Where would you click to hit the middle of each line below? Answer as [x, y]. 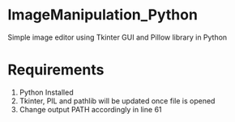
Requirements [56, 70]
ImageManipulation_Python [103, 15]
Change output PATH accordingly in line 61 [91, 109]
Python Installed [46, 92]
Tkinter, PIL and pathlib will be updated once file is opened [117, 101]
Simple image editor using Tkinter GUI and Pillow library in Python [117, 37]
